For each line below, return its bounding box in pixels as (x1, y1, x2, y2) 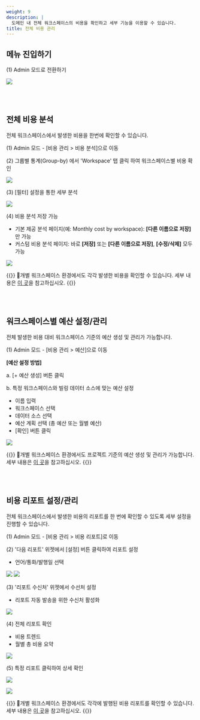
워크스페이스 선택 (14, 404, 56, 412)
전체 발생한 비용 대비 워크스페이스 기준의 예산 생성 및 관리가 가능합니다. (6, 333, 172, 340)
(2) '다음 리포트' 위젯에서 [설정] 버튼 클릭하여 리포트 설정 (6, 546, 139, 553)
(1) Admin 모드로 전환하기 (6, 66, 67, 74)
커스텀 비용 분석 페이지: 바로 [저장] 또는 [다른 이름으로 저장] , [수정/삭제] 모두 (14, 240, 193, 247)
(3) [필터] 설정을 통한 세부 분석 (6, 188, 78, 195)
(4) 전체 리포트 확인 (6, 620, 52, 627)
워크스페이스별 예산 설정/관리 (6, 316, 108, 326)
